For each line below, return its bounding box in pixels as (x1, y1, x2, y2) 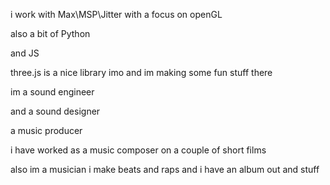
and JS (10, 47, 40, 59)
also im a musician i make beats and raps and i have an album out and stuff (10, 164, 320, 175)
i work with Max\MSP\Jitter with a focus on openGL (10, 9, 223, 20)
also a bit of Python (10, 28, 91, 39)
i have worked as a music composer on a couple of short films (10, 144, 267, 156)
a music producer (10, 125, 83, 136)
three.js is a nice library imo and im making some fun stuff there (10, 67, 273, 78)
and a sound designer (10, 105, 101, 117)
